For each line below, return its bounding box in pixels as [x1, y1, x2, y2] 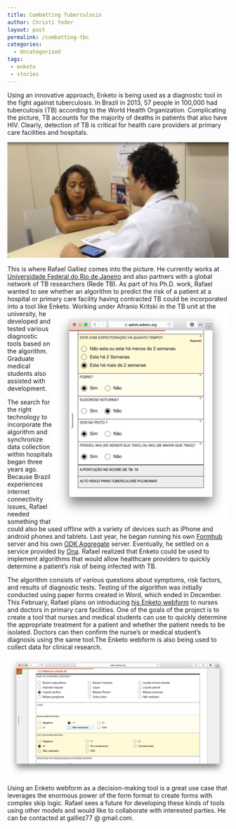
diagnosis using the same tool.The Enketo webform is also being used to [7, 636, 217, 644]
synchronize [7, 436, 44, 444]
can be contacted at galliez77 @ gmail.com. [7, 814, 134, 822]
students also [7, 370, 47, 378]
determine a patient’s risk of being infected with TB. [7, 562, 157, 570]
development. [7, 384, 47, 393]
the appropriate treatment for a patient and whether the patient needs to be [7, 620, 225, 629]
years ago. [7, 465, 39, 474]
